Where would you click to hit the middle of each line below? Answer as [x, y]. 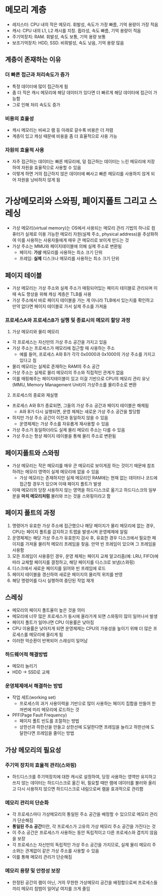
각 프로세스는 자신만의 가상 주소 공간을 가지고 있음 [59, 342]
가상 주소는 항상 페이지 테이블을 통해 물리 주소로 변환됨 [64, 436]
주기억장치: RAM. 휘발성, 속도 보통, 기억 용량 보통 [59, 37]
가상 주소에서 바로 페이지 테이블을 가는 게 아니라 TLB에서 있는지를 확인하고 [83, 300]
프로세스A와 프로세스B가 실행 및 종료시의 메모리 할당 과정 [68, 320]
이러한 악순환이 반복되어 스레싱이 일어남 [50, 640]
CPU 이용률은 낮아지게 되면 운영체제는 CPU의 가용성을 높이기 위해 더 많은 [82, 628]
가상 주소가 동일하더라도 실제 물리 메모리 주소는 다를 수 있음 [69, 430]
